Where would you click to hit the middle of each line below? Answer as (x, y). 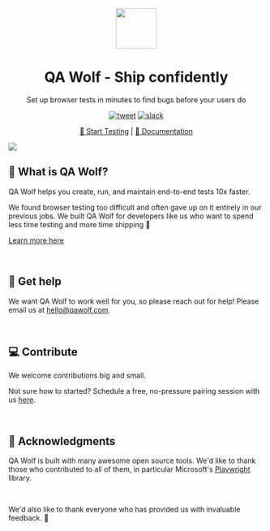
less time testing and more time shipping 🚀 (79, 224)
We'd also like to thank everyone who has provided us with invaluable (124, 509)
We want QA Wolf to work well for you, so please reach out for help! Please (134, 301)
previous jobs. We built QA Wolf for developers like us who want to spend (131, 216)
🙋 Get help (35, 281)
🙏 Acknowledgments (62, 441)
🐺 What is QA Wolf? (58, 172)
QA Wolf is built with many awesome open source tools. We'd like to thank (132, 461)
